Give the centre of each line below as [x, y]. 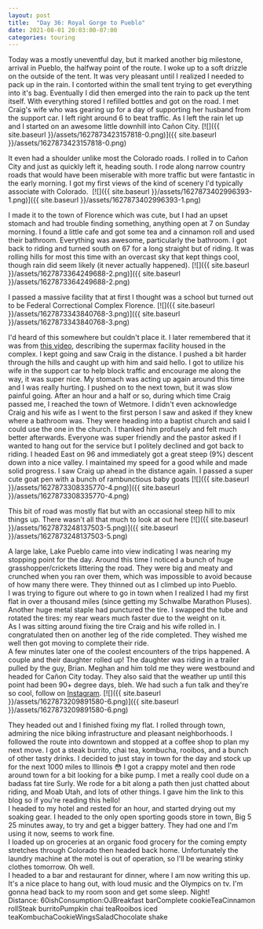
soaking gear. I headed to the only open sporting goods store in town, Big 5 [130, 817]
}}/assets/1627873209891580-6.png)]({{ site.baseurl [93, 702]
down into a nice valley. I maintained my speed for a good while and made [128, 463]
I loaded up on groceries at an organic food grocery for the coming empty [128, 842]
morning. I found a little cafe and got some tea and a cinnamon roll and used [131, 232]
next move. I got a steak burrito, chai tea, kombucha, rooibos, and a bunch [128, 750]
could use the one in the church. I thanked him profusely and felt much [122, 430]
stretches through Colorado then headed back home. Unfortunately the [123, 850]
